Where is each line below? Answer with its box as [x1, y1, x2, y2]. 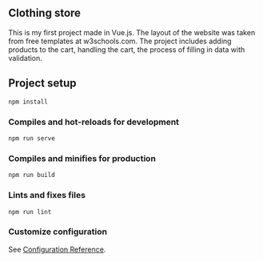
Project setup [8, 76, 78, 91]
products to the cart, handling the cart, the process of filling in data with [8, 44, 245, 54]
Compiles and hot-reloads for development [8, 116, 180, 127]
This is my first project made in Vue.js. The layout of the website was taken [8, 27, 256, 37]
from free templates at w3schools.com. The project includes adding [8, 36, 232, 46]
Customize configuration [8, 226, 108, 237]
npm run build [8, 171, 56, 179]
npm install [8, 98, 48, 106]
